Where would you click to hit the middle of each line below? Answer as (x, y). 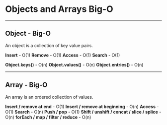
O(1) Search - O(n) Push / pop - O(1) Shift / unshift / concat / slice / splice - (83, 112)
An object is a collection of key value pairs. (49, 45)
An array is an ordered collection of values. (49, 97)
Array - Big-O (26, 85)
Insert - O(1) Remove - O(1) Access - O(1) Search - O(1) (63, 55)
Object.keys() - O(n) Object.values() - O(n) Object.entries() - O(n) (74, 64)
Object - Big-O (28, 33)
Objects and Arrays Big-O (59, 9)
